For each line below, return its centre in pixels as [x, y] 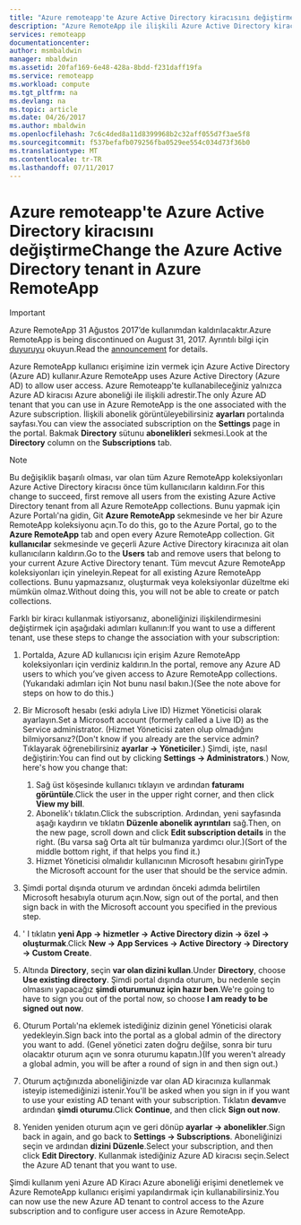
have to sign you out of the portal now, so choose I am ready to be [145, 999]
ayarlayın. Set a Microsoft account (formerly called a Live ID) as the [145, 720]
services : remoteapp [48, 34]
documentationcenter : [50, 43]
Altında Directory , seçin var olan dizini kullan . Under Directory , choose [154, 971]
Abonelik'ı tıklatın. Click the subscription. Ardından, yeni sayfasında [158, 814]
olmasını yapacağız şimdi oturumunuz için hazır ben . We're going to [148, 989]
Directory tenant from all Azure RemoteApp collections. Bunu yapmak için [145, 506]
